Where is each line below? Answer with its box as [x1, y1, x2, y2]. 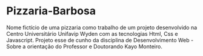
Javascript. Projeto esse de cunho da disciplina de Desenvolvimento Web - [6, 36, 194, 43]
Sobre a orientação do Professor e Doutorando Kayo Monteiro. [6, 43, 162, 50]
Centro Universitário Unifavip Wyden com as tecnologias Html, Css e [6, 30, 178, 37]
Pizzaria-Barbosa [6, 4, 96, 18]
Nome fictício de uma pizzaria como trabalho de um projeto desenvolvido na [6, 24, 198, 31]
